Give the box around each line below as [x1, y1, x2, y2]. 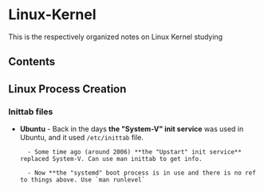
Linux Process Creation [8, 82, 127, 96]
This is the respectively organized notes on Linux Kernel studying [8, 32, 223, 41]
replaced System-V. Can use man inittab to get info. [19, 155, 203, 163]
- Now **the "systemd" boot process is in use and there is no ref [27, 169, 257, 177]
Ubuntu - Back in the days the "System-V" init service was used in [19, 124, 244, 134]
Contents [8, 55, 56, 69]
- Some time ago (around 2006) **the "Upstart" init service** [27, 148, 242, 156]
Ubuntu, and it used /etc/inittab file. [19, 133, 144, 143]
